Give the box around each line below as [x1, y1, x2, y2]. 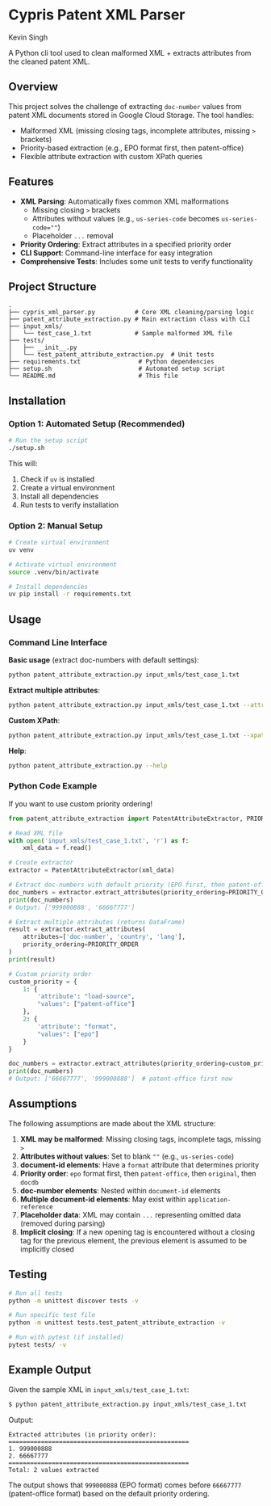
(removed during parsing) [19, 1218, 106, 1228]
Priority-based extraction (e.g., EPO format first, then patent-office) [19, 143, 244, 153]
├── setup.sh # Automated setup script [8, 365, 226, 373]
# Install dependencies [8, 583, 89, 591]
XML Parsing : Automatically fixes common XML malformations [19, 196, 230, 206]
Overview [8, 80, 59, 94]
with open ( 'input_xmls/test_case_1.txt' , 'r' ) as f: [8, 836, 190, 845]
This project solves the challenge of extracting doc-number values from [8, 101, 242, 111]
